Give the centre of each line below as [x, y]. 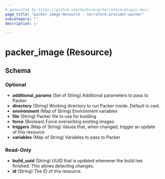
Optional [16, 84]
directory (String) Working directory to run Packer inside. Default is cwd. [86, 106]
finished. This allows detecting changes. [53, 166]
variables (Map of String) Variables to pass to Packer [66, 137]
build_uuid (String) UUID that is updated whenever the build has [77, 161]
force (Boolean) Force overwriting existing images [63, 122]
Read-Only [18, 150]
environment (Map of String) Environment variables [65, 111]
